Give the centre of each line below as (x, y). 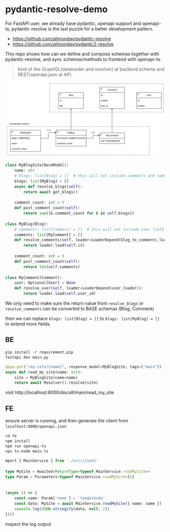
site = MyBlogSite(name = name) (46, 377)
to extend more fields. (28, 324)
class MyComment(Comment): (34, 278)
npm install (18, 441)
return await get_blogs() (51, 192)
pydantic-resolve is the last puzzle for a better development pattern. (82, 28)
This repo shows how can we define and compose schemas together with (82, 54)
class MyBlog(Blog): (27, 224)
